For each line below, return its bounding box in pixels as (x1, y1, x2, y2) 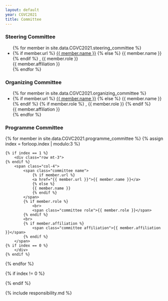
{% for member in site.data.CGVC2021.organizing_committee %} (12, 90, 147, 96)
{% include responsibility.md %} (5, 290, 72, 296)
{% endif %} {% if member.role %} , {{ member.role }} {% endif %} (12, 101, 151, 107)
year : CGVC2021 (5, 12, 37, 17)
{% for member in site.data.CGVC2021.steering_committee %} (12, 45, 142, 51)
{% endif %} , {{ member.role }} (12, 55, 78, 61)
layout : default (5, 7, 39, 13)
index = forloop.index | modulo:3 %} (5, 141, 80, 147)
